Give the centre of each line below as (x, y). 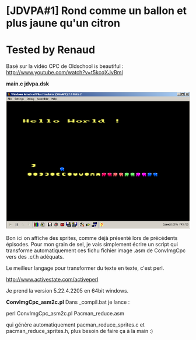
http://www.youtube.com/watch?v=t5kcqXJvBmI (65, 73)
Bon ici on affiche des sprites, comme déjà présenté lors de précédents (92, 238)
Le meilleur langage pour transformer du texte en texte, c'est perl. (85, 268)
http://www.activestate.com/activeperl (52, 279)
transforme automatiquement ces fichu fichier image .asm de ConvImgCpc (96, 250)
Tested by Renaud (50, 50)
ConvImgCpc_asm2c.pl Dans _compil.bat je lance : (68, 302)
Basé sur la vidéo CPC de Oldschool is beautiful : (65, 66)
